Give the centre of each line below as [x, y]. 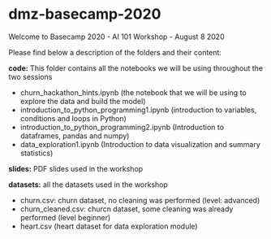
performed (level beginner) [65, 217]
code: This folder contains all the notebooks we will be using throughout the [136, 68]
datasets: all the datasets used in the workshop [88, 185]
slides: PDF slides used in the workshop [76, 168]
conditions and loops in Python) [73, 118]
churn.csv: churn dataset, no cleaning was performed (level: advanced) [140, 200]
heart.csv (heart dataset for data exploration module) [109, 226]
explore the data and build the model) [83, 101]
